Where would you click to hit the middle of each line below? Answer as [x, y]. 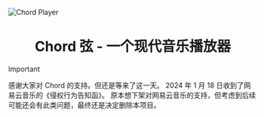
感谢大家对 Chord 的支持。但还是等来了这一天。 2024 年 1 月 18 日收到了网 [130, 85]
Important [24, 69]
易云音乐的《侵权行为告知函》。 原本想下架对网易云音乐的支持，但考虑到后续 [132, 95]
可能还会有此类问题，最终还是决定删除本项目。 [84, 105]
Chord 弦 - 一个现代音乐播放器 [133, 47]
